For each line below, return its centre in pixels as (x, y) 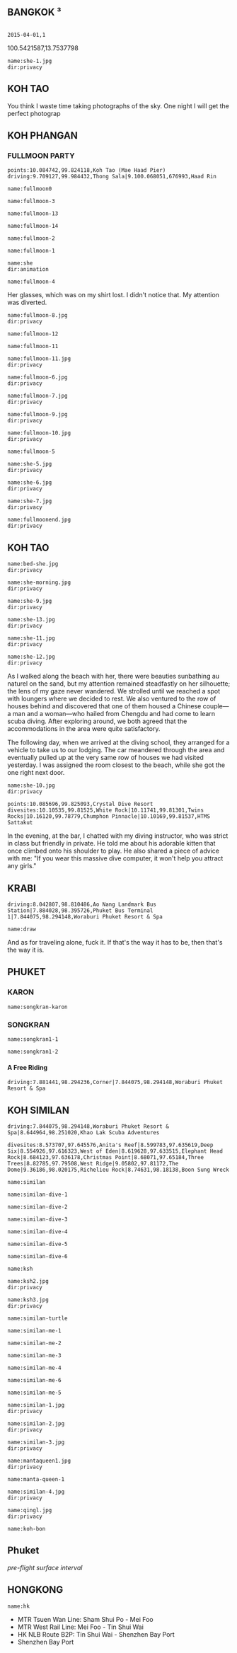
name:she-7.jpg (30, 501)
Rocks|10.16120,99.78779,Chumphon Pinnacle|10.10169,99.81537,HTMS (109, 817)
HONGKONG (35, 1590)
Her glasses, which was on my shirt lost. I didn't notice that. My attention (113, 295)
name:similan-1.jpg (36, 1405)
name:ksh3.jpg (28, 1300)
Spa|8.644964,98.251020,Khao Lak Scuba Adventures (83, 1132)
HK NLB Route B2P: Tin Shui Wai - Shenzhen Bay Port (96, 1634)
